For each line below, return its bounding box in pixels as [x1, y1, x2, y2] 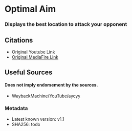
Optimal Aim [4, 3, 56, 15]
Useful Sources [4, 68, 53, 77]
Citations [4, 36, 33, 44]
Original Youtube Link [11, 49, 55, 55]
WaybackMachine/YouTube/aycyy [11, 93, 81, 99]
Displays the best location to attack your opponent [4, 21, 128, 28]
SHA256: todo [11, 121, 41, 127]
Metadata [4, 105, 28, 112]
